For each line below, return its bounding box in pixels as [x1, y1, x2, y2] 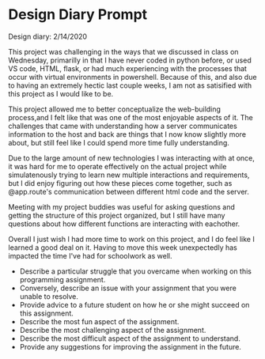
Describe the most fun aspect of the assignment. [19, 316, 180, 326]
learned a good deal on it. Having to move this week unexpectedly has [8, 243, 237, 252]
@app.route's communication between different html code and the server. [8, 187, 249, 196]
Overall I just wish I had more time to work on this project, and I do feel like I [8, 234, 255, 244]
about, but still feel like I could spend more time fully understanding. [8, 138, 229, 147]
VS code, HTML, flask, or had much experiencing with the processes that [8, 63, 248, 73]
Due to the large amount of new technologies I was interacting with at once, [8, 153, 256, 163]
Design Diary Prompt [8, 6, 148, 24]
